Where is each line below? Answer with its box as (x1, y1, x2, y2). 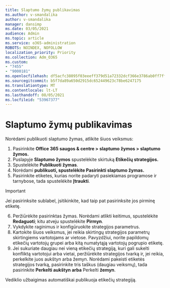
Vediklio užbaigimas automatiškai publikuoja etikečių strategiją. (5, 277, 137, 283)
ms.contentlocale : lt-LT (5, 87, 58, 93)
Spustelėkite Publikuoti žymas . (12, 162, 78, 168)
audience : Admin (5, 31, 39, 36)
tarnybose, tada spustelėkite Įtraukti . (12, 178, 90, 184)
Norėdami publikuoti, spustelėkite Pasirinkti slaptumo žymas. (12, 167, 145, 173)
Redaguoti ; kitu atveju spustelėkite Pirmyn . (12, 218, 104, 225)
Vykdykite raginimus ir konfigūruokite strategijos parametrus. (12, 224, 140, 230)
